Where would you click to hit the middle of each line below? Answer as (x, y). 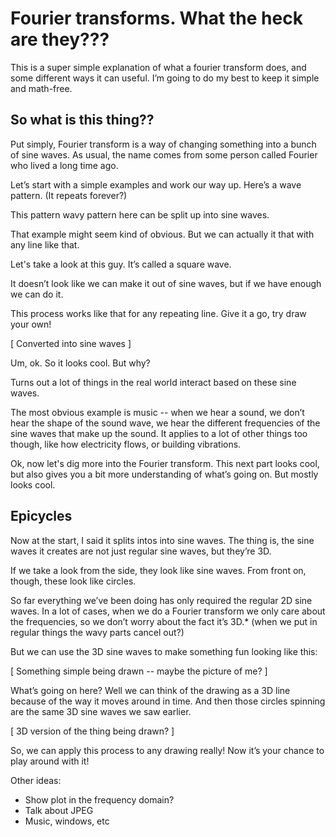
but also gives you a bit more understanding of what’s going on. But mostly (164, 474)
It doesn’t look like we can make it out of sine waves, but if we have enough (166, 283)
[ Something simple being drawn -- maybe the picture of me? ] (139, 671)
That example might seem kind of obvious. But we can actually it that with (162, 234)
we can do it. (37, 294)
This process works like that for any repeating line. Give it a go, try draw (158, 313)
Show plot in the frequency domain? (99, 799)
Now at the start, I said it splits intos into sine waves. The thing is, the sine (162, 540)
